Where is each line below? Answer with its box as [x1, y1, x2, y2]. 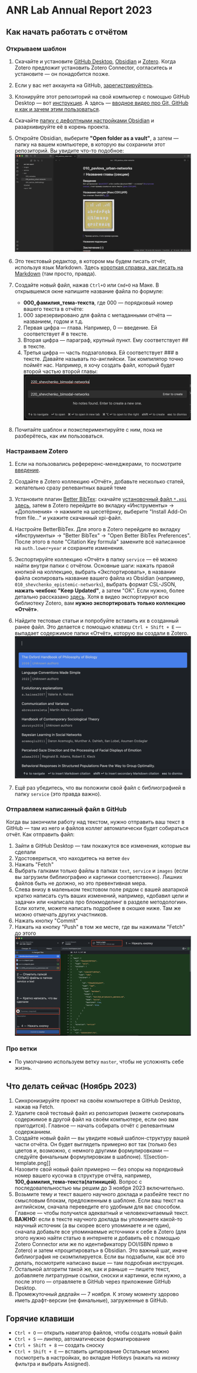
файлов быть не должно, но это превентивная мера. [14, 879, 147, 887]
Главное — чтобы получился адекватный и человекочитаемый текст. [14, 1209, 189, 1216]
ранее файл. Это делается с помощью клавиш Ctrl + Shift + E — [14, 623, 181, 630]
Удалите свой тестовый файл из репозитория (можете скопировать [14, 1109, 185, 1116]
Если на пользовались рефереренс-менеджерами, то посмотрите [14, 461, 182, 468]
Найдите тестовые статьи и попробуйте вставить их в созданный [14, 617, 179, 625]
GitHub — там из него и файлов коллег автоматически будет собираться [6, 824, 189, 831]
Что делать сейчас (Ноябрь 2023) [6, 1082, 137, 1092]
